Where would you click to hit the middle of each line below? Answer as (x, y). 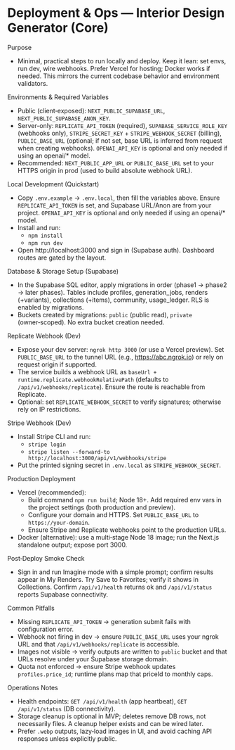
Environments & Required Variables (58, 97)
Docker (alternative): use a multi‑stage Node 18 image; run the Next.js (118, 537)
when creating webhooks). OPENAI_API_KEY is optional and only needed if (122, 148)
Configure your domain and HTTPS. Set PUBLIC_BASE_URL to (113, 514)
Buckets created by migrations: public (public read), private (105, 314)
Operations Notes (33, 687)
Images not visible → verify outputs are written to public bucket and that (122, 652)
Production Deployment (41, 478)
